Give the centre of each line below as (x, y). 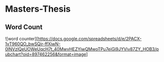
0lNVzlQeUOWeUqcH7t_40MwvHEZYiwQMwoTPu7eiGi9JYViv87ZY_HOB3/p (82, 49)
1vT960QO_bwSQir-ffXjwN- (33, 44)
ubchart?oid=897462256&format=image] (46, 54)
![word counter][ (21, 39)
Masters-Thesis (38, 9)
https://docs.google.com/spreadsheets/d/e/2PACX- (90, 39)
